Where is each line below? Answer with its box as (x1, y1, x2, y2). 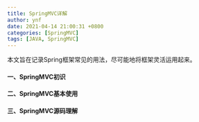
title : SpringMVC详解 (7, 10, 68, 17)
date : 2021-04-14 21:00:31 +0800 (7, 23, 104, 30)
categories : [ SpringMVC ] (7, 29, 79, 37)
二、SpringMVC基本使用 (7, 90, 78, 98)
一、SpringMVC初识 (7, 72, 66, 81)
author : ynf (7, 17, 42, 23)
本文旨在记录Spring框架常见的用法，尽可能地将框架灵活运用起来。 (7, 56, 196, 64)
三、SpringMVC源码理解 (7, 106, 78, 114)
